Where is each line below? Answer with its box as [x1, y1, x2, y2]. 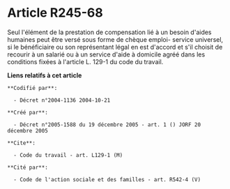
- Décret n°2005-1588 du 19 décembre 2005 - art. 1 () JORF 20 [13, 121, 201, 128]
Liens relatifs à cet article [7, 71, 82, 80]
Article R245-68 [7, 5, 103, 21]
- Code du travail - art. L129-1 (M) [13, 151, 123, 158]
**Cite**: [7, 139, 36, 146]
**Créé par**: [7, 109, 49, 116]
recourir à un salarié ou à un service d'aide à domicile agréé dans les [7, 50, 206, 59]
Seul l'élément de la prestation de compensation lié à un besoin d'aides [7, 28, 212, 36]
